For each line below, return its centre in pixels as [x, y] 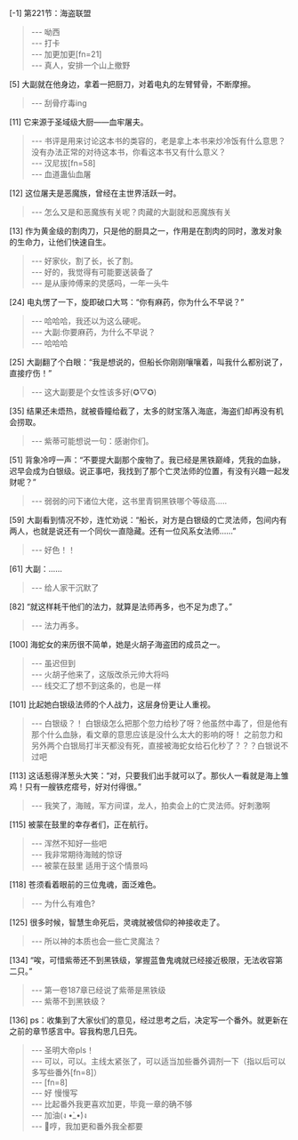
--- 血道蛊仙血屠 [61, 174]
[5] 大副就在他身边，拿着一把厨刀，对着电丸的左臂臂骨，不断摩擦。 [133, 84]
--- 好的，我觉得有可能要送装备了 [92, 272]
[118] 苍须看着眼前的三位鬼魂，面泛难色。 [85, 884]
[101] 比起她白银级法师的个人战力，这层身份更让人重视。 [113, 704]
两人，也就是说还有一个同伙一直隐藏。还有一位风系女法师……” [123, 531]
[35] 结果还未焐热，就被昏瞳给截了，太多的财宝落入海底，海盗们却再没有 [143, 411]
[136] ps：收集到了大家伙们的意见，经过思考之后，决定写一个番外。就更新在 [149, 1020]
